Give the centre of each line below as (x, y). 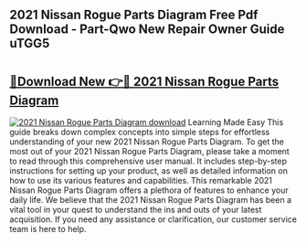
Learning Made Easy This (236, 122)
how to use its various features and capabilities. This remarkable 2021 (141, 180)
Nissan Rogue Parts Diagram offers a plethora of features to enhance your (149, 190)
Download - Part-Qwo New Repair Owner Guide (147, 30)
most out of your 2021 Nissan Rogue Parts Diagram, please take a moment (149, 151)
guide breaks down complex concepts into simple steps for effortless (140, 132)
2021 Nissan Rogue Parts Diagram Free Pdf (134, 15)
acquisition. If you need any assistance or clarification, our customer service (153, 219)
